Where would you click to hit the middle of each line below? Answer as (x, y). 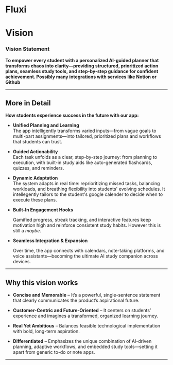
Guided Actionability (35, 152)
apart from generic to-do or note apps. (54, 352)
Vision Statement (28, 49)
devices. (22, 262)
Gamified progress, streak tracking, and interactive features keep (82, 220)
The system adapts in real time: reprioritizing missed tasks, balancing (86, 184)
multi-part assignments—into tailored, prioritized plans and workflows (87, 136)
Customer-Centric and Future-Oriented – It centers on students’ (82, 311)
